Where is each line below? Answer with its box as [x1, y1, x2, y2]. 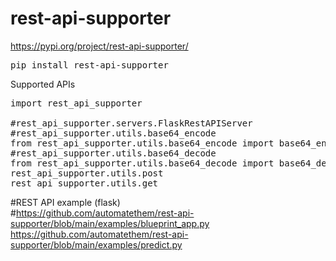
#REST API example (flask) [10, 196, 121, 208]
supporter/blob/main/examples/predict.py [10, 238, 183, 251]
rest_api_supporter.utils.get [10, 177, 159, 189]
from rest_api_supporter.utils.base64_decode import [10, 157, 275, 169]
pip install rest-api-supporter [10, 59, 169, 71]
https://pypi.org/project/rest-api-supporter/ [10, 40, 189, 52]
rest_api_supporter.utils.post [10, 167, 164, 179]
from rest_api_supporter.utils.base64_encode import [10, 137, 275, 149]
